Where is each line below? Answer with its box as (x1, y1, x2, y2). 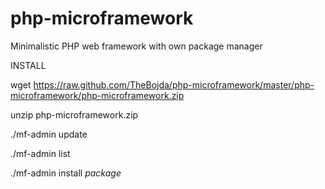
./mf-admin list (10, 147, 71, 159)
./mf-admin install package (10, 167, 122, 179)
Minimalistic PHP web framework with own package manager (10, 40, 263, 52)
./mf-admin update (10, 128, 88, 140)
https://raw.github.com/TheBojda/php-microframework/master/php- (33, 78, 315, 91)
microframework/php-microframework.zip (10, 89, 185, 101)
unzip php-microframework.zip (10, 108, 139, 121)
